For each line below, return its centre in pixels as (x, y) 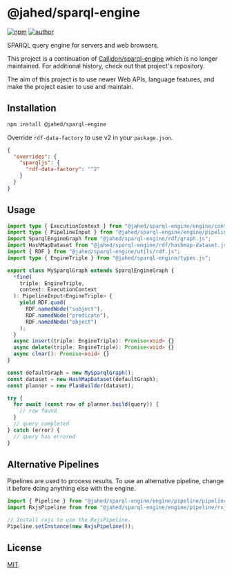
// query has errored (45, 436)
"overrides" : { (35, 157)
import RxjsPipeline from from (52, 508)
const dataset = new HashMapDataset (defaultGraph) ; (83, 379)
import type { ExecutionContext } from (65, 226)
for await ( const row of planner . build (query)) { (86, 405)
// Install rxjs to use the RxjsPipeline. (69, 520)
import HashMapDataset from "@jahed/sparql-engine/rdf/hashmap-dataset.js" (118, 245)
